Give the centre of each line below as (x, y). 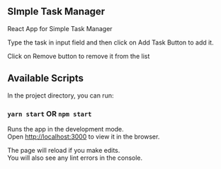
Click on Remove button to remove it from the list (79, 56)
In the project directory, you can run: (61, 95)
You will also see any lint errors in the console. (75, 158)
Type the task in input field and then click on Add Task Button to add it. (110, 42)
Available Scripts (45, 78)
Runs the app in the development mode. (66, 129)
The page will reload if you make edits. (64, 150)
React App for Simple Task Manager (60, 28)
